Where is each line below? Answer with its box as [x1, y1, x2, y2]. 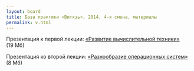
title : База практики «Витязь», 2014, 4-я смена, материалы [6, 14, 157, 20]
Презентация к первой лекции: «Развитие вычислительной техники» [6, 36, 180, 43]
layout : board [6, 8, 41, 15]
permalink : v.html [6, 19, 51, 25]
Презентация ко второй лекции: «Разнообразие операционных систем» [6, 53, 188, 60]
